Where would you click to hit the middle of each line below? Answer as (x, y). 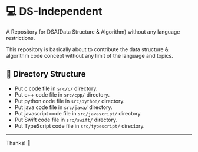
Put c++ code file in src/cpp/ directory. (62, 94)
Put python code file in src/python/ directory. (70, 101)
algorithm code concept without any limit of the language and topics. (90, 55)
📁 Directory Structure (46, 74)
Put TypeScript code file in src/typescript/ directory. (80, 126)
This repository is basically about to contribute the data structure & (88, 49)
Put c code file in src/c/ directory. (56, 88)
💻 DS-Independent (54, 11)
